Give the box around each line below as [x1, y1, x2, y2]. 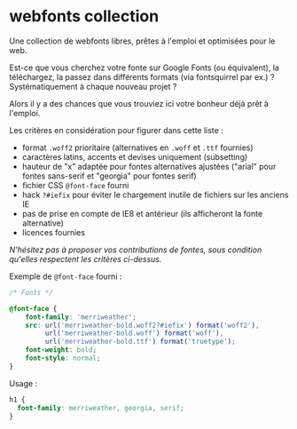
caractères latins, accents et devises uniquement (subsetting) [21, 151, 248, 162]
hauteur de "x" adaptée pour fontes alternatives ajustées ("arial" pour [21, 161, 277, 171]
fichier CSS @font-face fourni [21, 179, 129, 190]
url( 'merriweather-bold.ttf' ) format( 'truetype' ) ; [44, 338, 237, 346]
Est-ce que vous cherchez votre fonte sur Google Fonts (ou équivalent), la [9, 62, 279, 73]
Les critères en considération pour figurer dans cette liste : [9, 124, 223, 135]
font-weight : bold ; [25, 346, 98, 354]
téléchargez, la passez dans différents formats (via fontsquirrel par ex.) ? [9, 71, 275, 82]
